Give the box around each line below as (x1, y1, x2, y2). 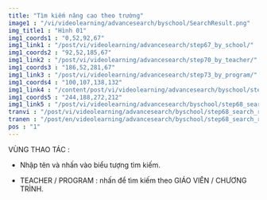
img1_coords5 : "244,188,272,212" (8, 93, 123, 101)
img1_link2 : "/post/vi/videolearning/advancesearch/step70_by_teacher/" (8, 57, 258, 65)
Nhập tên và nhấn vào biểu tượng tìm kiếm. (19, 160, 161, 170)
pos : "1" (8, 123, 41, 131)
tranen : (8, 116, 37, 124)
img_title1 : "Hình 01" (8, 26, 87, 34)
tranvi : (8, 108, 37, 116)
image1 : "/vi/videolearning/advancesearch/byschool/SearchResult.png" (8, 19, 250, 27)
